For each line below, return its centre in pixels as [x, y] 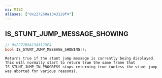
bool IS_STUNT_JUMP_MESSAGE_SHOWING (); [46, 50]
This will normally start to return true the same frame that [70, 63]
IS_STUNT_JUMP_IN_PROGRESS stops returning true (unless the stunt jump [81, 67]
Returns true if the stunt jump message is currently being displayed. [80, 58]
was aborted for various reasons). [42, 71]
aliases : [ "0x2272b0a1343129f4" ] [39, 14]
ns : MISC [14, 10]
